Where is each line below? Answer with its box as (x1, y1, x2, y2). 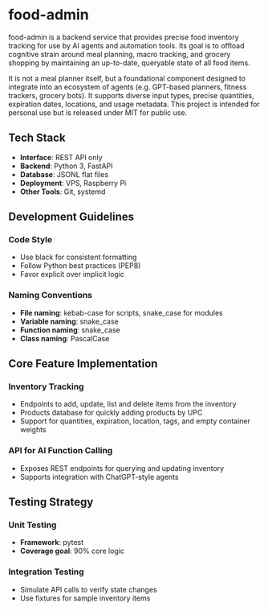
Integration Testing (8, 566, 84, 577)
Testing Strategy (8, 495, 94, 509)
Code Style (8, 234, 53, 246)
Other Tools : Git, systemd (19, 187, 106, 196)
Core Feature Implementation (8, 357, 158, 371)
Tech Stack (8, 131, 66, 145)
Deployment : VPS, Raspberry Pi (19, 178, 127, 188)
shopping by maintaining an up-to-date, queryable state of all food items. (8, 58, 250, 68)
